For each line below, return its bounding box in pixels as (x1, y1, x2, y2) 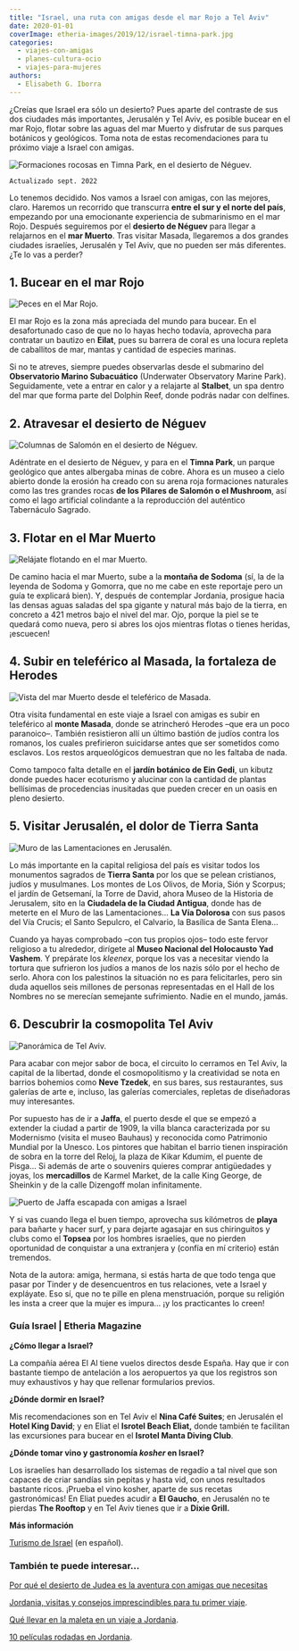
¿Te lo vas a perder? (9, 249, 83, 260)
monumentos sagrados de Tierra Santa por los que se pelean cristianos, (9, 869, 277, 880)
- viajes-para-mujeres (17, 63, 102, 72)
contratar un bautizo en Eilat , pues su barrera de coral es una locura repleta (9, 335, 288, 346)
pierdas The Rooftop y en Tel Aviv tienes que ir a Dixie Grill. (9, 1502, 230, 1513)
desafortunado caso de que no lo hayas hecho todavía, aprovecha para (9, 325, 272, 336)
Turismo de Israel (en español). (9, 1537, 124, 1547)
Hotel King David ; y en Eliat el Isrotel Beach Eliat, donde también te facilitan (9, 1421, 290, 1431)
